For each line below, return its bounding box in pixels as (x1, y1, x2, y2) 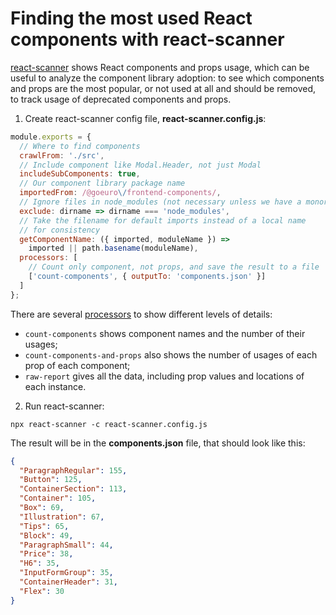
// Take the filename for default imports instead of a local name (19, 215, 307, 226)
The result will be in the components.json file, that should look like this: (10, 437, 306, 449)
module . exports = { (10, 132, 92, 142)
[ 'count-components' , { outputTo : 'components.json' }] (28, 272, 267, 282)
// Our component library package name (19, 178, 186, 189)
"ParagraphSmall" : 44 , (19, 540, 114, 550)
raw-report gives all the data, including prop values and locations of (24, 370, 305, 382)
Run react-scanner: (24, 400, 105, 412)
